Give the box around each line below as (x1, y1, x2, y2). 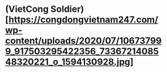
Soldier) (50, 3, 84, 15)
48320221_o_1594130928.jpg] (5, 56, 134, 68)
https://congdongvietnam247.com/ (8, 14, 159, 25)
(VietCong (5, 3, 49, 15)
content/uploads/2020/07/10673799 (5, 35, 162, 47)
